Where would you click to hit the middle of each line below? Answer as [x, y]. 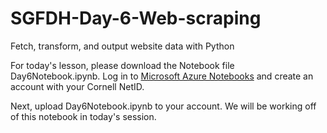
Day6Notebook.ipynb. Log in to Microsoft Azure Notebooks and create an [162, 76]
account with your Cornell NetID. [77, 86]
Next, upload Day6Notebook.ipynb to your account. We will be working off [163, 106]
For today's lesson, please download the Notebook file [122, 65]
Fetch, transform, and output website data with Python [122, 46]
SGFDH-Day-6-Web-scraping [136, 18]
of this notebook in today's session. [83, 116]
